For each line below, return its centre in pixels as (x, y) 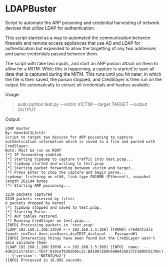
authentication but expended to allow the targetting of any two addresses (81, 48)
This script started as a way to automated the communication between (78, 38)
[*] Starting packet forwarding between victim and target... (71, 168)
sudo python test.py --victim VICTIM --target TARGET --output (82, 104)
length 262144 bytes (27, 181)
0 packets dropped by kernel (35, 203)
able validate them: (27, 242)
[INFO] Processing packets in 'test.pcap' (50, 225)
